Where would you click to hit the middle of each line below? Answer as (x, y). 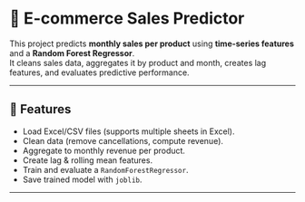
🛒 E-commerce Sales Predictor (127, 19)
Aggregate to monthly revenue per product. (104, 150)
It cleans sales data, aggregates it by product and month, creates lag (138, 63)
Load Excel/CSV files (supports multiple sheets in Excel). (128, 131)
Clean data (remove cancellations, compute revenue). (123, 140)
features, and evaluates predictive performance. (99, 72)
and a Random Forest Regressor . (72, 53)
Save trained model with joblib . (82, 179)
